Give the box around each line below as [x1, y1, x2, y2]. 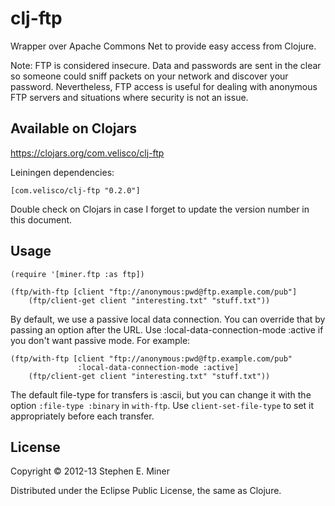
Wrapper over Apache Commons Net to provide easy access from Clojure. [10, 40, 317, 52]
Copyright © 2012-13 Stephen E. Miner [10, 465, 170, 477]
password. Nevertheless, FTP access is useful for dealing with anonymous [10, 80, 318, 92]
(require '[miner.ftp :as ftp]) [10, 269, 145, 279]
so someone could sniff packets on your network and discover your [10, 70, 289, 82]
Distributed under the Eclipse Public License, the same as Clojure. [10, 485, 282, 497]
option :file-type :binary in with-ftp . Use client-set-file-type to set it [10, 399, 315, 411]
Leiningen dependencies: [10, 166, 115, 178]
